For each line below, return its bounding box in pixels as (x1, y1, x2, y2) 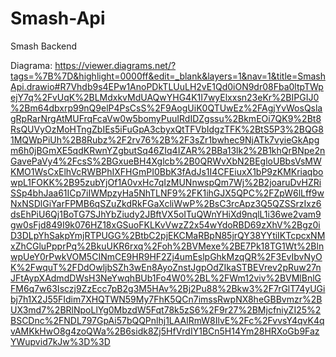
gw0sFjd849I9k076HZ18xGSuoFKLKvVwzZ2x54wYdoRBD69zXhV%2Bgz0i (10, 218, 321, 231)
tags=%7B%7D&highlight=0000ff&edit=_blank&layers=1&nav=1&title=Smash (10, 70, 326, 82)
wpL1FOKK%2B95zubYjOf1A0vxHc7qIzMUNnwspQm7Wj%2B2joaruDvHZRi (10, 176, 322, 188)
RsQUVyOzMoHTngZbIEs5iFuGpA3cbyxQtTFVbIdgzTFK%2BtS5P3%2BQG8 (10, 123, 324, 135)
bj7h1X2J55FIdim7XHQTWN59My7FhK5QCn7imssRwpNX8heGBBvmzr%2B (10, 293, 323, 305)
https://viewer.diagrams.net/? (54, 59, 177, 71)
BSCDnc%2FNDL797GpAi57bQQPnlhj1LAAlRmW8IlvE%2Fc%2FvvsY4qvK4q (10, 314, 325, 326)
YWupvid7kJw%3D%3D (10, 335, 111, 347)
